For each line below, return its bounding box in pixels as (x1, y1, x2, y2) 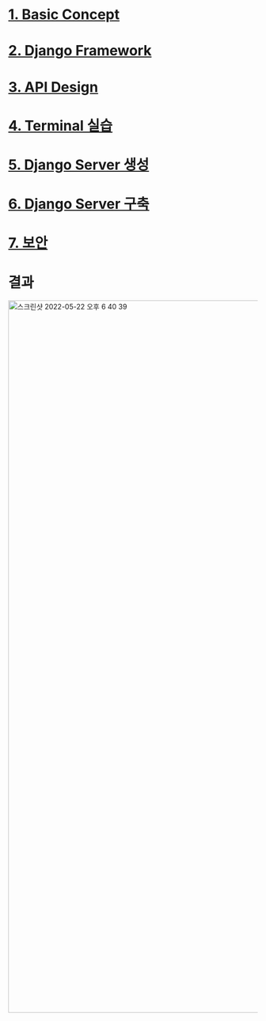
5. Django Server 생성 (8, 156, 150, 173)
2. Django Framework (8, 42, 152, 60)
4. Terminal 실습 (8, 116, 113, 135)
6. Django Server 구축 (8, 195, 150, 213)
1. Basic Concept (8, 6, 120, 24)
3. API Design (8, 78, 99, 96)
